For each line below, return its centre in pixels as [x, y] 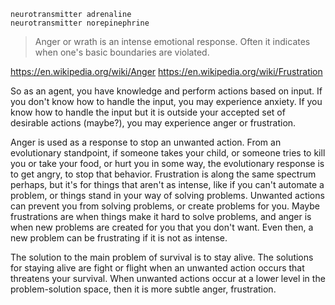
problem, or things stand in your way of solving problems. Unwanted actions [167, 195]
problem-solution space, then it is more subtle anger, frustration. [143, 289]
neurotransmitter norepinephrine [80, 23]
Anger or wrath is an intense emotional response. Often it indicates [172, 41]
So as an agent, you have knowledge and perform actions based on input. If [166, 91]
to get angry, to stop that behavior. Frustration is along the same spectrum [163, 174]
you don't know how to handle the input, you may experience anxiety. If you [166, 101]
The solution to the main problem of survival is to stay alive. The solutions [162, 257]
